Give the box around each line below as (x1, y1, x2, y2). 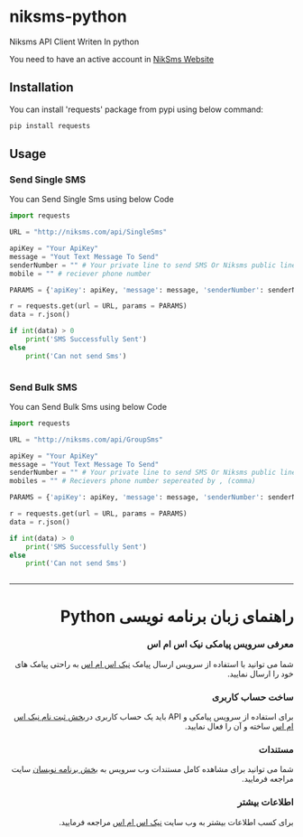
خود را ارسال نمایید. (226, 668, 294, 679)
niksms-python (9, 6, 128, 27)
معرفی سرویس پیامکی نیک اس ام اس (146, 638, 294, 651)
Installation (9, 79, 74, 96)
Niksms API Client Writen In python (9, 36, 140, 47)
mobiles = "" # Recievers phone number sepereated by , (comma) (9, 477, 256, 486)
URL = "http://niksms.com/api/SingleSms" (9, 228, 168, 237)
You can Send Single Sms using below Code (9, 194, 174, 205)
